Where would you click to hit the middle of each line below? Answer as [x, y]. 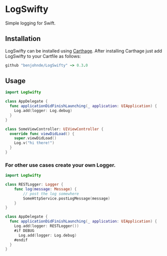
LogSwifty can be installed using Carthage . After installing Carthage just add [84, 50]
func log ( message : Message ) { [46, 189]
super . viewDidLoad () [35, 138]
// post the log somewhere [51, 193]
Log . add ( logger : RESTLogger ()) [47, 226]
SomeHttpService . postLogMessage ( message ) [67, 198]
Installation [23, 39]
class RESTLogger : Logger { [34, 184]
